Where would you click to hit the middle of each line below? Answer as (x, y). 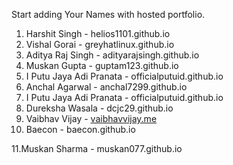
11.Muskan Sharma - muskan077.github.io (97, 148)
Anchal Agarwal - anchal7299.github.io (106, 87)
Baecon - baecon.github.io (80, 129)
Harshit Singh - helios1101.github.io (98, 33)
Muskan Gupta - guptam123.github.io (102, 65)
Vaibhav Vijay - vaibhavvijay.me (91, 118)
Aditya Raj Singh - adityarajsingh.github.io (112, 55)
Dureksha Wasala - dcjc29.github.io (99, 108)
